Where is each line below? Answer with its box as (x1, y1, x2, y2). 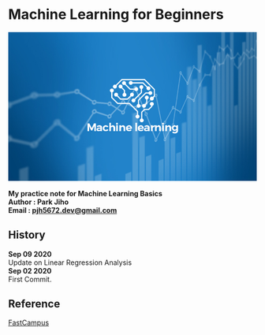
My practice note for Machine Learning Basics (8, 188, 163, 198)
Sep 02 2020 (8, 266, 52, 275)
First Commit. (8, 274, 52, 284)
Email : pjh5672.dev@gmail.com (8, 205, 118, 214)
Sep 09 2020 (8, 249, 53, 259)
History (8, 229, 46, 242)
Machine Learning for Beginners (8, 6, 224, 24)
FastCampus (8, 318, 50, 328)
